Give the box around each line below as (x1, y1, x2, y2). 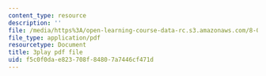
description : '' (8, 19, 62, 27)
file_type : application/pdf (8, 33, 101, 42)
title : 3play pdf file (8, 48, 83, 56)
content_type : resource (8, 11, 87, 20)
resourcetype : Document (8, 41, 87, 49)
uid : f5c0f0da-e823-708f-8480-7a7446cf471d (8, 56, 154, 64)
